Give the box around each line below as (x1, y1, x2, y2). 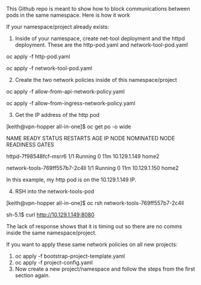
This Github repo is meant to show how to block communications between (6, 5, 191, 12)
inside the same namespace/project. (6, 229, 97, 236)
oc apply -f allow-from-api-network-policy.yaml (6, 88, 125, 95)
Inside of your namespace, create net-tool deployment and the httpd (14, 35, 185, 42)
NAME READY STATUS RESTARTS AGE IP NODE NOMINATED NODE (6, 135, 176, 142)
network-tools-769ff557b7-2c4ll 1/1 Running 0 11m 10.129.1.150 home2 (6, 164, 179, 171)
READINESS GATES (6, 141, 54, 148)
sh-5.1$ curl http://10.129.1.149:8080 (6, 211, 95, 218)
